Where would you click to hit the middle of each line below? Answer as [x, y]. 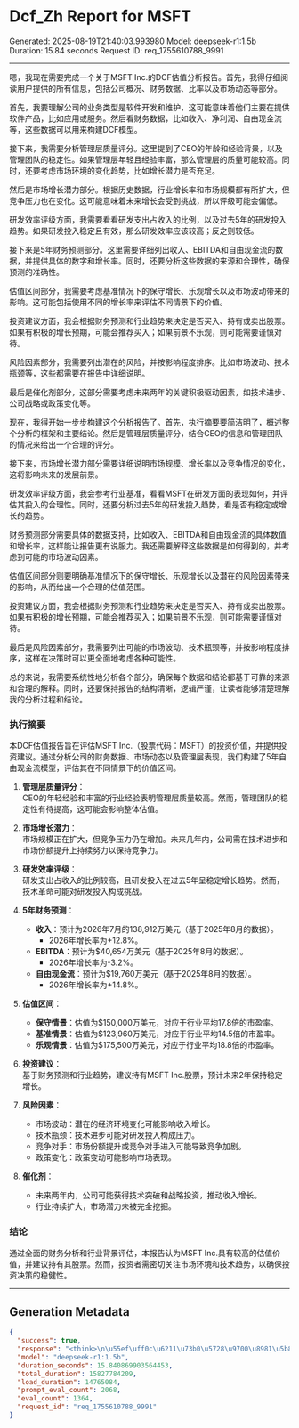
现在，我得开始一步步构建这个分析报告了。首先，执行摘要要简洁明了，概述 [145, 422]
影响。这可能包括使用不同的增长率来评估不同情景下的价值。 [118, 302]
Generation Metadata [70, 1312]
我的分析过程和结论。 [48, 699]
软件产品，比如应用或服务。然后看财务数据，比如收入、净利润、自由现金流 [145, 118]
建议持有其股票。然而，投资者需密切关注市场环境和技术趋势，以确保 [157, 1264]
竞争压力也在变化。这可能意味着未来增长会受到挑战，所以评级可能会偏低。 [145, 200]
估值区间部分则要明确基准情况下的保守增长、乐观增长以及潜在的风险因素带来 [149, 575]
